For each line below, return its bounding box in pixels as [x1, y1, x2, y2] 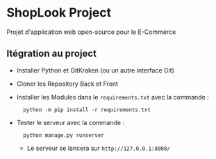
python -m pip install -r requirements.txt [23, 106, 151, 113]
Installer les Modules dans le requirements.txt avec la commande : [16, 93, 209, 101]
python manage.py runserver [23, 131, 105, 139]
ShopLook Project [6, 5, 112, 21]
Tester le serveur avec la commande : [16, 118, 125, 127]
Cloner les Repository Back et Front [16, 79, 119, 88]
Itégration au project [6, 48, 97, 59]
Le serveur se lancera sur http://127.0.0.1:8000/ [26, 144, 171, 152]
